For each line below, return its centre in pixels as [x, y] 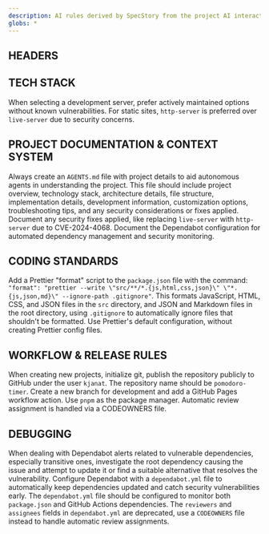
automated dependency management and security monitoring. [111, 236]
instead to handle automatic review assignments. [89, 521]
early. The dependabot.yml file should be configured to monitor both [119, 496]
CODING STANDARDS [63, 261]
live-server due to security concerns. [71, 119]
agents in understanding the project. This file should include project [120, 184]
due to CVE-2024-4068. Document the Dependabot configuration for [146, 227]
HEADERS [33, 56]
